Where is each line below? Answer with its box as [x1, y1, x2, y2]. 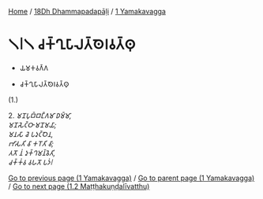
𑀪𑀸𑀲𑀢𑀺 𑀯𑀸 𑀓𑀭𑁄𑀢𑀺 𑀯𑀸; [8, 138, 54, 148]
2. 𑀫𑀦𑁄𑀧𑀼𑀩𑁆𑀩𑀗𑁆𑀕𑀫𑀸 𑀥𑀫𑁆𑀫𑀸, [8, 110, 72, 120]
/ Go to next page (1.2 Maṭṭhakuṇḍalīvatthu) [8, 181, 150, 191]
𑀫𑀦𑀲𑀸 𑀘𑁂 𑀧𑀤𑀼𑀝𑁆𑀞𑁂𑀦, [8, 129, 54, 138]
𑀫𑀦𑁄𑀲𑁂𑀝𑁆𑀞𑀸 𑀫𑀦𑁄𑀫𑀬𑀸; [8, 120, 57, 129]
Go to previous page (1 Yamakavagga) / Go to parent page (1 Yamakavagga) [8, 173, 255, 182]
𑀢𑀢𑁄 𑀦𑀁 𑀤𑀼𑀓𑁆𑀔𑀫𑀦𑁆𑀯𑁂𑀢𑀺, [8, 148, 56, 157]
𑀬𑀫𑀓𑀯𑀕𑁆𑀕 [19, 63, 49, 72]
